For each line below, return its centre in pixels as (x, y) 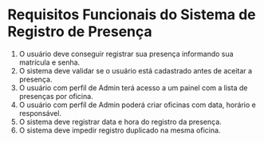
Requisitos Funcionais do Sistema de (132, 15)
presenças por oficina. (56, 96)
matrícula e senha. (49, 62)
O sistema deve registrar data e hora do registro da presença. (120, 121)
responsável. (40, 113)
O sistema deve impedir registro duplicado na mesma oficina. (120, 130)
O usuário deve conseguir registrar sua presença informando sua (126, 54)
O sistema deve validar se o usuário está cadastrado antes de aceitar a (136, 70)
